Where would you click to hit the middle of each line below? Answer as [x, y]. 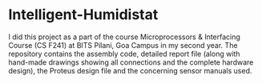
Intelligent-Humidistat [83, 15]
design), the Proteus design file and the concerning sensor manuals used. [130, 70]
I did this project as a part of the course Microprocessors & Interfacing [124, 37]
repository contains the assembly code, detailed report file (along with [124, 53]
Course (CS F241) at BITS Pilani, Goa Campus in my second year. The [123, 45]
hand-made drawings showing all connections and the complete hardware [131, 62]
